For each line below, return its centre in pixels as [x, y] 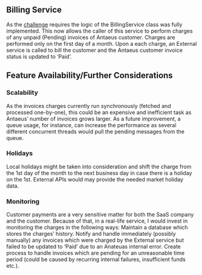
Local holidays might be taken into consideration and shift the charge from [99, 166]
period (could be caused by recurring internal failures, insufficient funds [96, 259]
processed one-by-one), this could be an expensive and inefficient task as [99, 112]
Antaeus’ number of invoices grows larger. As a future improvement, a [93, 119]
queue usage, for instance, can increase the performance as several [91, 125]
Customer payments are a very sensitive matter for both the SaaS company [100, 215]
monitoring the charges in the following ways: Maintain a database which [97, 227]
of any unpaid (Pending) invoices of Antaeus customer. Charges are [91, 37]
